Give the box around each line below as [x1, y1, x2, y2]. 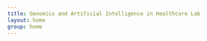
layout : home [7, 17, 46, 24]
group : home [7, 23, 42, 30]
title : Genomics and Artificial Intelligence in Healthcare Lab [7, 10, 201, 17]
